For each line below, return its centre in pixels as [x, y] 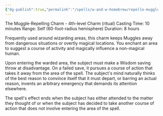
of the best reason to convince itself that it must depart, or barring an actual [81, 78]
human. [13, 53]
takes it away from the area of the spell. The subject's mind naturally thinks [80, 73]
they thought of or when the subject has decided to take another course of [80, 103]
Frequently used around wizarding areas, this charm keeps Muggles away [79, 38]
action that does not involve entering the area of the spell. [63, 108]
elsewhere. [16, 88]
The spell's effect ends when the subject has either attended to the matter [79, 98]
